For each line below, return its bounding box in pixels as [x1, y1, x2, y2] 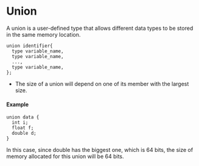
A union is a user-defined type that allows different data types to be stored [6, 24, 194, 32]
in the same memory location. [6, 31, 81, 38]
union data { [6, 114, 40, 120]
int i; [12, 120, 29, 126]
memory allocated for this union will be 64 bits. [6, 153, 124, 160]
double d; [12, 130, 37, 137]
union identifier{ [6, 43, 53, 49]
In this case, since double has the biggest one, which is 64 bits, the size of [6, 146, 194, 154]
